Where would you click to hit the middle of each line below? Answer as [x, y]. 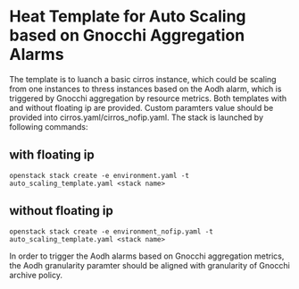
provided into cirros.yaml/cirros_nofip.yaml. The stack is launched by [137, 117]
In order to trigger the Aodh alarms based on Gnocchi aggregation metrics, [147, 256]
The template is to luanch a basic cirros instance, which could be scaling [143, 79]
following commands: [49, 126]
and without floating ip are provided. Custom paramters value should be [141, 107]
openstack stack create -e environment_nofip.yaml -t [112, 231]
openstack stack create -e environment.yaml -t [100, 175]
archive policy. [36, 275]
